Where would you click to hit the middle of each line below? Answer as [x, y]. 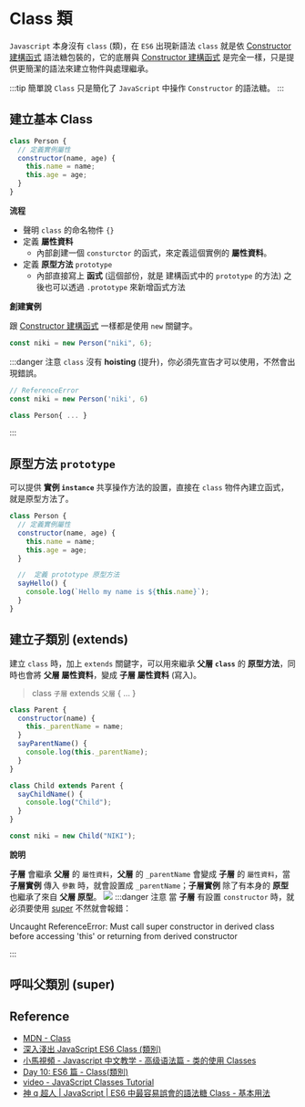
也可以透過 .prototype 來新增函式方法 [115, 287]
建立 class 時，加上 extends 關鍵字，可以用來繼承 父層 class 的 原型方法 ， [149, 663]
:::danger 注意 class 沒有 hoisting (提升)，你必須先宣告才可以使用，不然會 [148, 361]
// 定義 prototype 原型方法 [69, 575]
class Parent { [38, 710]
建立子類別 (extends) [69, 640]
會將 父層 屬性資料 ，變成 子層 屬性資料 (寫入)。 [113, 674]
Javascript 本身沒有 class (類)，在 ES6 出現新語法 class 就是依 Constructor [150, 46]
